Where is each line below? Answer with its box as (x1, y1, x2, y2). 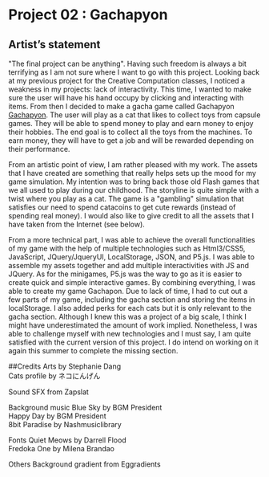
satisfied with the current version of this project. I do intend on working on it (8, 337, 259, 347)
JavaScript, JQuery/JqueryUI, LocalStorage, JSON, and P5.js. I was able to (8, 252, 255, 262)
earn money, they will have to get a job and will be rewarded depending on (8, 136, 255, 145)
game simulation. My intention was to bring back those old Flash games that (8, 177, 260, 186)
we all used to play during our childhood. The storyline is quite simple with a (8, 185, 259, 194)
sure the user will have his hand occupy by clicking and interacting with (8, 93, 244, 102)
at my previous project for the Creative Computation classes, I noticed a (8, 76, 246, 85)
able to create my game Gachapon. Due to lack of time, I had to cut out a (8, 287, 248, 296)
